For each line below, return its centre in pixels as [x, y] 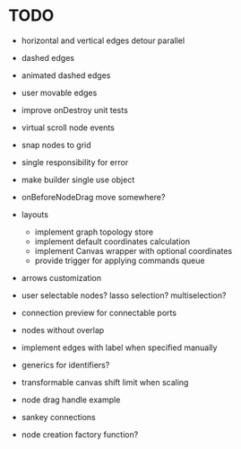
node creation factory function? [80, 434]
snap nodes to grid [56, 145]
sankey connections [58, 417]
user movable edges [59, 92]
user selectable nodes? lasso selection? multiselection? [124, 295]
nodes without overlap [63, 330]
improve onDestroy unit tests [75, 110]
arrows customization [61, 277]
